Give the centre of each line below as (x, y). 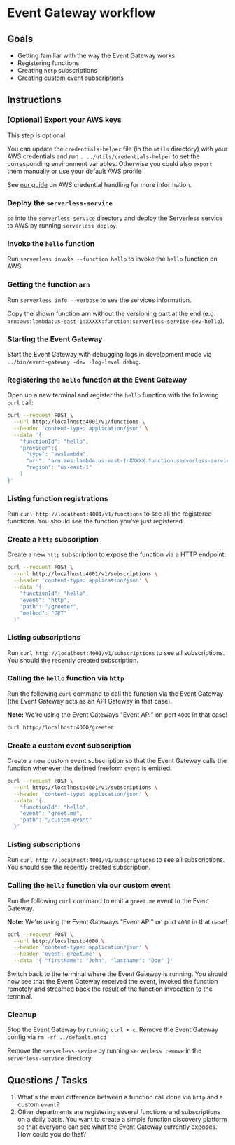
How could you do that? (51, 1134)
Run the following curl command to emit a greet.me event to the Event (108, 900)
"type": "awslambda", (57, 454)
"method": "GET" (44, 613)
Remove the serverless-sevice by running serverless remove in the (105, 1051)
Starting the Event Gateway (55, 339)
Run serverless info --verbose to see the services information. (99, 300)
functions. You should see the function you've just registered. (96, 521)
